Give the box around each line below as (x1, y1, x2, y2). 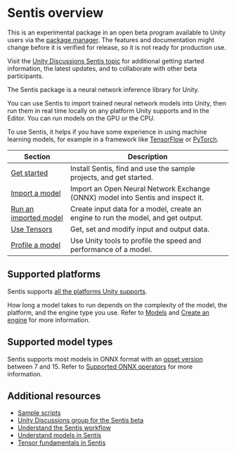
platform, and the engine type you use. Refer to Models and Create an (7, 308, 209, 317)
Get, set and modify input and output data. (70, 224, 209, 234)
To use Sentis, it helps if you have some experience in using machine (7, 127, 207, 136)
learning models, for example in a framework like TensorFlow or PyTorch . (7, 135, 219, 143)
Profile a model (11, 240, 61, 250)
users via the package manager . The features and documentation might (7, 35, 215, 44)
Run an (11, 204, 34, 214)
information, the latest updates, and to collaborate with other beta (7, 64, 197, 72)
